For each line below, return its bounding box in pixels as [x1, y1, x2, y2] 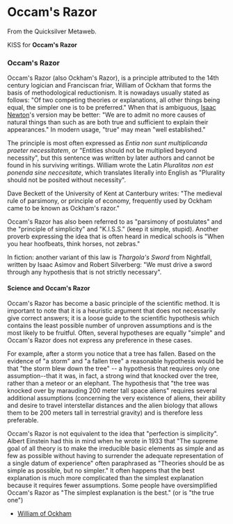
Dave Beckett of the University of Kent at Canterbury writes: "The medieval [7, 189, 223, 198]
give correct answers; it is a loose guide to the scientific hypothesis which [7, 314, 219, 322]
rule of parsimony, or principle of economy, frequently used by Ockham [7, 197, 212, 205]
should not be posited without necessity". [7, 176, 127, 184]
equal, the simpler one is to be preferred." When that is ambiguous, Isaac [7, 104, 217, 112]
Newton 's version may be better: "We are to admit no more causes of [7, 110, 206, 119]
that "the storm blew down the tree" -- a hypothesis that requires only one [7, 364, 220, 372]
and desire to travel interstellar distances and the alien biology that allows [7, 401, 218, 410]
